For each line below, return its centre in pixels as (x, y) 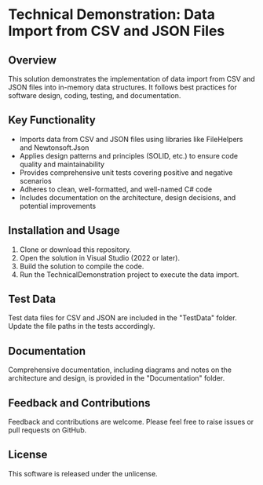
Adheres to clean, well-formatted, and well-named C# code (116, 189)
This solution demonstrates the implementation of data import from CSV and (131, 79)
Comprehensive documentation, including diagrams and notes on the (120, 370)
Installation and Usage (64, 230)
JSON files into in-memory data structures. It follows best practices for (122, 87)
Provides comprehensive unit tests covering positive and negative (126, 172)
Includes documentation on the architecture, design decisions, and (128, 197)
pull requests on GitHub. (47, 430)
